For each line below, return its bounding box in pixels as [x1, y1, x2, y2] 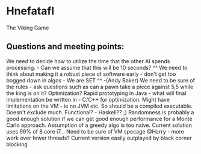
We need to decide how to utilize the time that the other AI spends [6, 57, 170, 64]
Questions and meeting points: [6, 42, 125, 52]
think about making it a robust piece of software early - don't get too [6, 70, 176, 78]
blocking [6, 140, 28, 148]
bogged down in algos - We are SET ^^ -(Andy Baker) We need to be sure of [6, 76, 196, 84]
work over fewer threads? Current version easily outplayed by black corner [6, 134, 193, 141]
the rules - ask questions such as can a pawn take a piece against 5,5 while [6, 83, 194, 90]
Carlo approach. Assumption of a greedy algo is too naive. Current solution [6, 122, 193, 129]
